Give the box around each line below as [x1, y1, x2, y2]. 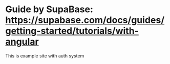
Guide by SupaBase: [5, 4, 94, 15]
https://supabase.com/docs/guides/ [5, 14, 165, 26]
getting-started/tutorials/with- [5, 25, 139, 37]
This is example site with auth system [5, 52, 84, 59]
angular [5, 36, 39, 48]
